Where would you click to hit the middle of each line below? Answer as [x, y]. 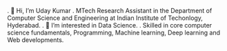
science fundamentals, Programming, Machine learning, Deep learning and [114, 32]
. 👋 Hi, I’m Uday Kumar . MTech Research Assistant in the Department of [110, 11]
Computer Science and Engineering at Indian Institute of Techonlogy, [105, 18]
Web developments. [36, 40]
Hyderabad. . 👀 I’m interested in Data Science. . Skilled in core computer [110, 25]
